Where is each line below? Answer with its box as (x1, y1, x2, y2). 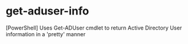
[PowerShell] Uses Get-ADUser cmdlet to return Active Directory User (6, 24, 182, 31)
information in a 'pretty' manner (6, 30, 86, 37)
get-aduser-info (6, 4, 89, 18)
